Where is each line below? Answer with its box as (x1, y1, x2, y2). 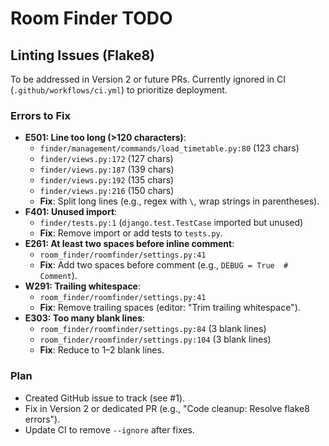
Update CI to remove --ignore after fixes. (24, 423, 195, 436)
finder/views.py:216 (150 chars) (39, 185, 175, 197)
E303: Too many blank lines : (24, 312, 146, 324)
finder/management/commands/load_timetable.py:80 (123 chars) (39, 142, 300, 154)
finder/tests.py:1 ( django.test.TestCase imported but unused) (39, 217, 304, 229)
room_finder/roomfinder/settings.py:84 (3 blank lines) (39, 323, 267, 335)
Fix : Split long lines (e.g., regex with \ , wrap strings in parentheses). (39, 195, 320, 207)
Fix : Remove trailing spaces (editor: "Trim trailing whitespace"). (39, 302, 301, 314)
